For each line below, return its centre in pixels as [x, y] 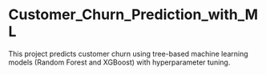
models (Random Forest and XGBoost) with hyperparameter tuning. [119, 62]
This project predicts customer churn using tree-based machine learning [128, 53]
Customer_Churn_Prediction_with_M [133, 15]
